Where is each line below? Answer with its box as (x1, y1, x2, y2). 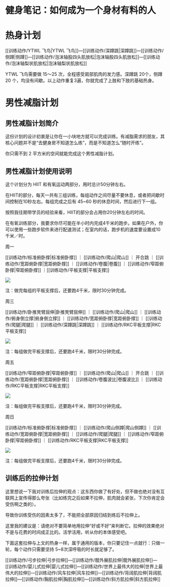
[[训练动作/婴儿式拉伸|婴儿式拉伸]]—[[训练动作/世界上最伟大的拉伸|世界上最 (5, 563, 163, 569)
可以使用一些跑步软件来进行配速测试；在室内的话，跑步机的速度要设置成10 (5, 226, 161, 232)
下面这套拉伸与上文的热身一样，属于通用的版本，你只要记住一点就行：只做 (5, 540, 160, 546)
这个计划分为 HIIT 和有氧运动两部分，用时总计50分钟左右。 (5, 181, 128, 187)
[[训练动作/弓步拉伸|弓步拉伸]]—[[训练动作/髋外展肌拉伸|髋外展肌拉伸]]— (5, 557, 158, 563)
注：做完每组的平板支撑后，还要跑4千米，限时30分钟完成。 (5, 287, 129, 293)
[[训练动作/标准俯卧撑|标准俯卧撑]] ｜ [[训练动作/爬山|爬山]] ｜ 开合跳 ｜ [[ (5, 254, 159, 260)
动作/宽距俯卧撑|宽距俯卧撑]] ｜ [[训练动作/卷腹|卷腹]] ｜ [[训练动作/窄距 (9, 260, 160, 267)
